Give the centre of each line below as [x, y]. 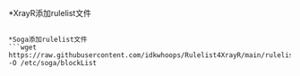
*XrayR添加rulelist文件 [50, 13]
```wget [23, 47]
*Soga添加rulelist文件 [48, 39]
